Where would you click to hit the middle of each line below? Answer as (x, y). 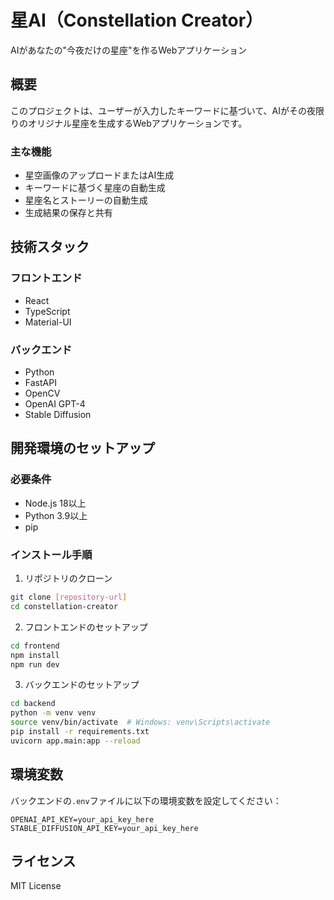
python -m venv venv (53, 713)
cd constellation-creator (64, 606)
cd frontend (35, 646)
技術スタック (50, 247)
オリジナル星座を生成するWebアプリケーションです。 (137, 123)
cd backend (33, 704)
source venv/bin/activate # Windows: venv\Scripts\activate (140, 722)
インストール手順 (51, 554)
